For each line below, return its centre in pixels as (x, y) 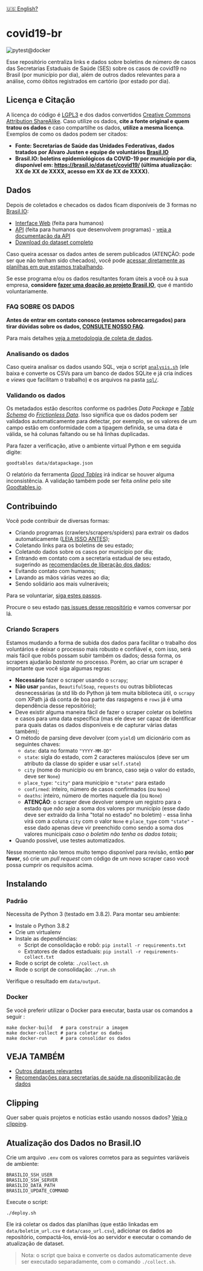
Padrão (17, 901)
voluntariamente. (27, 291)
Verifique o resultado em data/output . (53, 981)
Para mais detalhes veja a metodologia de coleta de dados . (80, 338)
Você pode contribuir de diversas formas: (58, 521)
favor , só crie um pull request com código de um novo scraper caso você (98, 858)
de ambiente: (23, 1164)
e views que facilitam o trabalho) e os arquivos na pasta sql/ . (82, 380)
